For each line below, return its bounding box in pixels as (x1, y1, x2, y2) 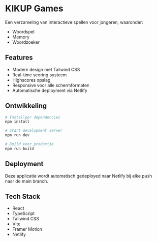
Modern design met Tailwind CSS (12, 66, 80, 72)
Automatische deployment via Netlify (12, 87, 88, 93)
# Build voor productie (5, 142, 54, 147)
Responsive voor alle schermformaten (12, 82, 90, 88)
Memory (12, 34, 30, 40)
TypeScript (12, 211, 35, 216)
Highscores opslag (12, 77, 51, 83)
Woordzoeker (12, 39, 40, 45)
